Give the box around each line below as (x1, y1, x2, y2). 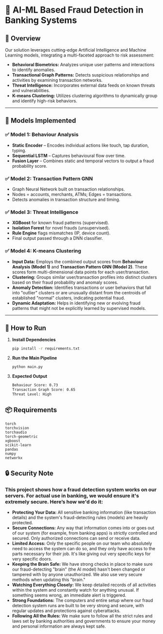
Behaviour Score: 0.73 (12, 383, 58, 388)
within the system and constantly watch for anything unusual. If (12, 587, 139, 593)
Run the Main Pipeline (12, 355, 57, 361)
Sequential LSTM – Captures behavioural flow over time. (12, 153, 126, 158)
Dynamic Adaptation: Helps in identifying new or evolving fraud (12, 300, 141, 306)
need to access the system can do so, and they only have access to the (12, 546, 155, 552)
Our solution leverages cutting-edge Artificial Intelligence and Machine (5, 47, 147, 53)
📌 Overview (5, 34, 41, 42)
